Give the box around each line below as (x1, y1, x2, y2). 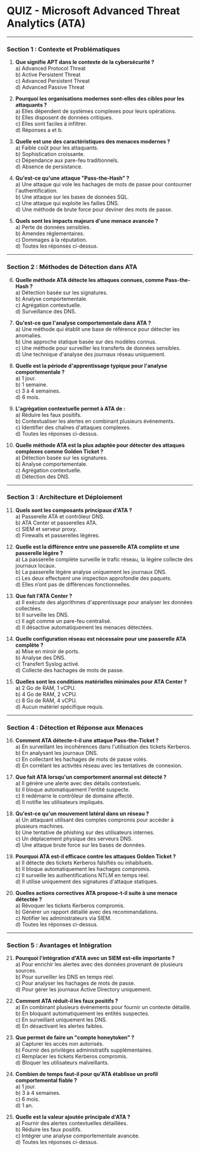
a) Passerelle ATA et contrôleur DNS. (15, 513, 105, 520)
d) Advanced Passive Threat (15, 84, 85, 91)
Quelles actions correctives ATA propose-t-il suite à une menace (15, 890, 178, 897)
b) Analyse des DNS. (15, 654, 66, 661)
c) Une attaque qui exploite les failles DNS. (15, 200, 120, 207)
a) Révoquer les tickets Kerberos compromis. (15, 902, 125, 909)
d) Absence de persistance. (15, 163, 83, 170)
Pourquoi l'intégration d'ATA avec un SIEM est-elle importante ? (15, 955, 175, 962)
